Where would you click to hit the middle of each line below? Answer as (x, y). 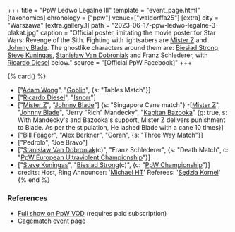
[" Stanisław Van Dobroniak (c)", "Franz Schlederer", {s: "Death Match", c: (123, 150)
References (28, 198)
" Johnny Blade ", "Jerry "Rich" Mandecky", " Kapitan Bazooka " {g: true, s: (122, 112)
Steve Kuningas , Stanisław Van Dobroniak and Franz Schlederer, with (108, 55)
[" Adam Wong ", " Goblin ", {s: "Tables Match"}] (84, 90)
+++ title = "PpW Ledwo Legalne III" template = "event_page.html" (104, 10)
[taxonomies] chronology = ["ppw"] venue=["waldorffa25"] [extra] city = (113, 18)
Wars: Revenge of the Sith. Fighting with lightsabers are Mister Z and (107, 40)
